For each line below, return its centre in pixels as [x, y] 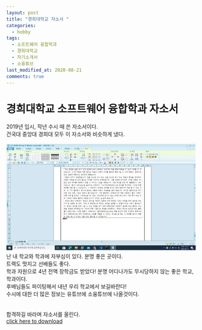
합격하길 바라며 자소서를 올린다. [43, 314]
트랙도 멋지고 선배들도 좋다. [38, 264]
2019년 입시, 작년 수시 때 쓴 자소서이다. [52, 127]
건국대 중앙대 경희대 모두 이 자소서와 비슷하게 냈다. [66, 134]
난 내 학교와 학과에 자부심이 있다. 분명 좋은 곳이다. [65, 256]
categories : [21, 25]
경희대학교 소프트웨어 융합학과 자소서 [92, 109]
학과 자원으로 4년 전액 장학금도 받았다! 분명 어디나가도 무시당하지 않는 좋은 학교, [100, 271]
